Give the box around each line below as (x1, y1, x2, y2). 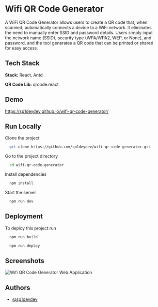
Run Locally (5, 122, 41, 130)
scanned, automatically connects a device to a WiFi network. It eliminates (5, 24, 152, 30)
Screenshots (5, 257, 45, 265)
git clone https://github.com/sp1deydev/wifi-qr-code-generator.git (9, 144, 151, 150)
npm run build (9, 234, 38, 239)
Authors (5, 283, 31, 292)
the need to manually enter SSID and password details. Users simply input (5, 30, 153, 35)
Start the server (5, 190, 36, 195)
